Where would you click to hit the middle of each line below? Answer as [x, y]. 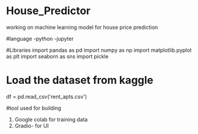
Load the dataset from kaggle [80, 80]
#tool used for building [34, 108]
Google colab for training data [51, 119]
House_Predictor [48, 11]
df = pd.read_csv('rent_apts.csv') [47, 96]
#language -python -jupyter [40, 38]
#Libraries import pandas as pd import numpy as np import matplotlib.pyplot [99, 50]
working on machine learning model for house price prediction [82, 27]
